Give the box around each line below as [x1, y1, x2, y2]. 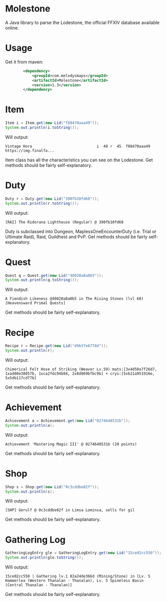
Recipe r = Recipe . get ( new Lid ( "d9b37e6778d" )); [5, 343, 108, 349]
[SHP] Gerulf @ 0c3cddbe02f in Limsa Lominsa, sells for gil [5, 508, 135, 513]
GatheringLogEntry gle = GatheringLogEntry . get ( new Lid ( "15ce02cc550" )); [5, 551, 162, 556]
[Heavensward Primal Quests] [5, 301, 66, 306]
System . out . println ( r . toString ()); [5, 201, 79, 206]
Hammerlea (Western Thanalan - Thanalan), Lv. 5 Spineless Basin [5, 578, 144, 584]
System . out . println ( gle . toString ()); [5, 555, 84, 560]
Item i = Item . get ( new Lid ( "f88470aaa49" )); [5, 120, 99, 125]
